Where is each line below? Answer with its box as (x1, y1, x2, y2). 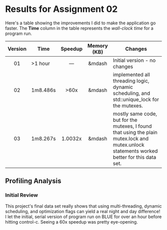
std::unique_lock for (112, 96, 159, 103)
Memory (87, 42, 108, 49)
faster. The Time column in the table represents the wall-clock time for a (5, 25, 154, 31)
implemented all (112, 71, 150, 78)
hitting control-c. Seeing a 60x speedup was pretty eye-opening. (5, 219, 138, 225)
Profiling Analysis (5, 177, 62, 185)
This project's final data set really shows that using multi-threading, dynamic (5, 203, 162, 209)
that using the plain (112, 129, 158, 136)
